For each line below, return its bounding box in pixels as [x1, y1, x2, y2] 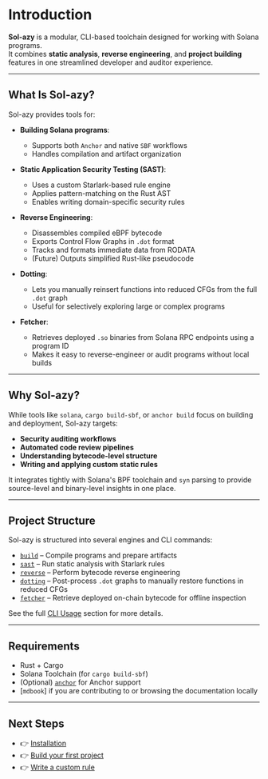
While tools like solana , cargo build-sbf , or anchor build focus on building [8, 409, 254, 419]
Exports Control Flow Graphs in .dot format [31, 236, 175, 246]
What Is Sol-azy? [8, 88, 96, 102]
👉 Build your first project [19, 750, 104, 760]
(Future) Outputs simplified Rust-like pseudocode [31, 254, 194, 263]
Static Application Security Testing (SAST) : [19, 164, 167, 174]
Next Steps [8, 717, 65, 730]
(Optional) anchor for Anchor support [19, 677, 141, 687]
